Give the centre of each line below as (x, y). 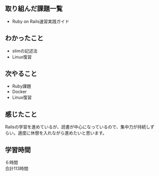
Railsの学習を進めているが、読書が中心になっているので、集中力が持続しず (80, 127)
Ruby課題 (22, 86)
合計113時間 (17, 169)
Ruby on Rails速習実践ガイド (41, 21)
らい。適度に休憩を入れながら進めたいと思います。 (56, 133)
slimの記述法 (25, 51)
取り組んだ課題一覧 (34, 9)
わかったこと (24, 38)
